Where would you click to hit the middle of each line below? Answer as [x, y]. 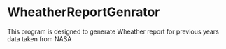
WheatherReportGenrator [84, 12]
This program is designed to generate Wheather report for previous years [113, 31]
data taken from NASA [40, 38]
